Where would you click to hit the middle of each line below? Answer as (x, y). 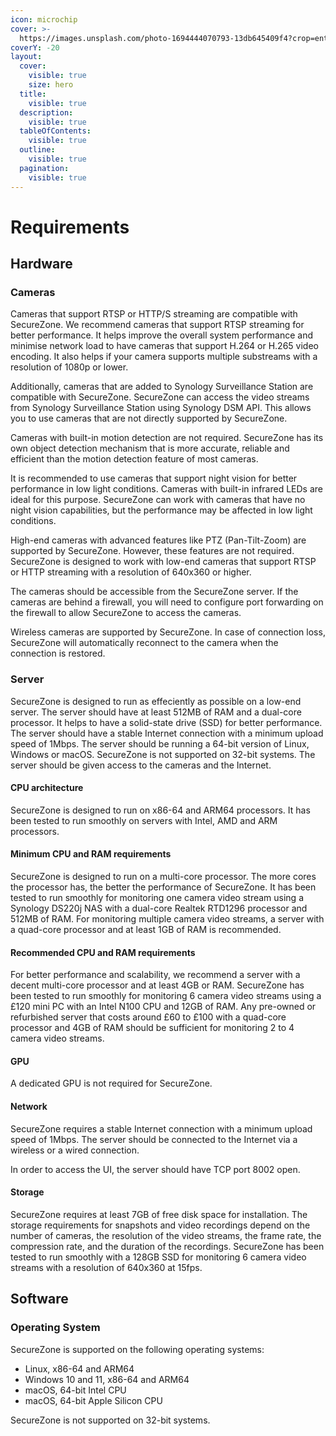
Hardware (41, 264)
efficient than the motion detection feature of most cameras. (134, 459)
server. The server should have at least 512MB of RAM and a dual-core (156, 712)
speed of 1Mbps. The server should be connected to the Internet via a (154, 1139)
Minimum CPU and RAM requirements (91, 854)
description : (46, 112)
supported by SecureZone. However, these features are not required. (152, 551)
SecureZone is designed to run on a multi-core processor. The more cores (163, 877)
